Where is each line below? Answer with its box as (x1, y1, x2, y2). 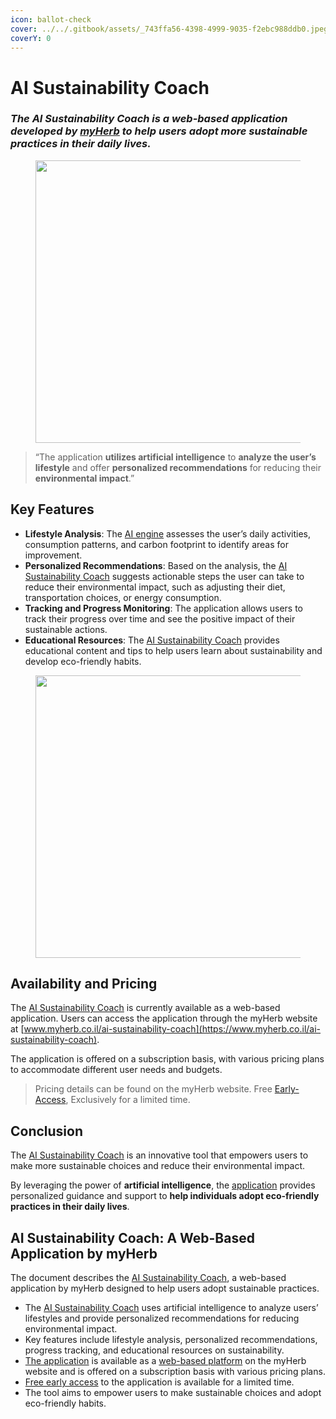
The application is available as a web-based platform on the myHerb (24, 1355, 307, 1367)
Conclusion (10, 1122, 84, 1140)
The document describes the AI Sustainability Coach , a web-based (10, 1272, 287, 1284)
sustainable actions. (24, 623, 108, 635)
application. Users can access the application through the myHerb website (10, 1012, 318, 1025)
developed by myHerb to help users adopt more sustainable (10, 124, 308, 138)
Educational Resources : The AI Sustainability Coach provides (24, 634, 280, 646)
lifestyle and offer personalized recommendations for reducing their (34, 461, 322, 473)
